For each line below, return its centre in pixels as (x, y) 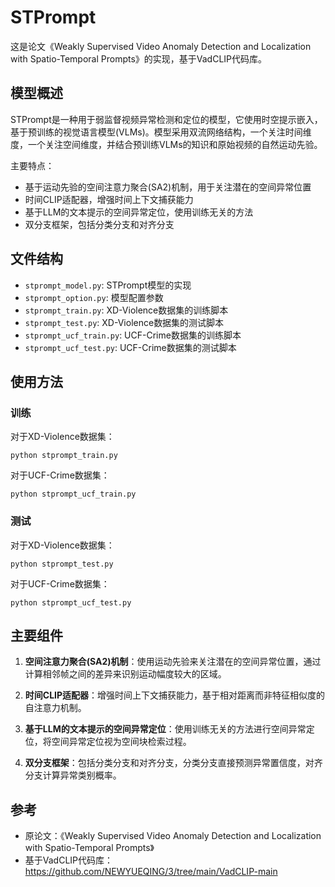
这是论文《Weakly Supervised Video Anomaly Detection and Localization (161, 46)
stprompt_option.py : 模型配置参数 (94, 297)
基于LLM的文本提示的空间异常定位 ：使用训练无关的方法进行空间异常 (165, 729)
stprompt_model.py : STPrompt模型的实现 (108, 285)
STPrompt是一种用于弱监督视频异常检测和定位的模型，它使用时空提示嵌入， (166, 119)
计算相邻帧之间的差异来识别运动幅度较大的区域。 (125, 674)
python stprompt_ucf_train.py (73, 494)
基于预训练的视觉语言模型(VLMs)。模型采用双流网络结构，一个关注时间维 (161, 132)
